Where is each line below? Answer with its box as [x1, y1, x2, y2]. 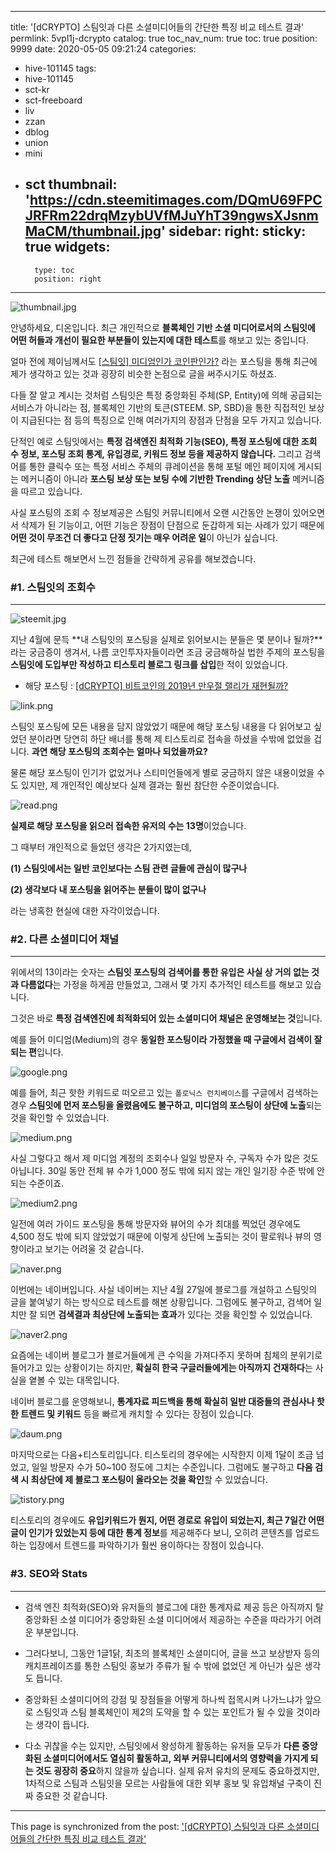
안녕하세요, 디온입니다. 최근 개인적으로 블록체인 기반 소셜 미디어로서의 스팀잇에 [10, 321, 316, 333]
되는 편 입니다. [10, 1046, 64, 1058]
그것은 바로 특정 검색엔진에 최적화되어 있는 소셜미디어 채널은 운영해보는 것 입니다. [10, 1012, 323, 1025]
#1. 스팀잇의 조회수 [10, 580, 96, 594]
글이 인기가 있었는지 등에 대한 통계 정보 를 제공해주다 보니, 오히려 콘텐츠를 [10, 1527, 293, 1539]
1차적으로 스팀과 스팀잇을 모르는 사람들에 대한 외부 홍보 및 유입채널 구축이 [24, 1777, 312, 1789]
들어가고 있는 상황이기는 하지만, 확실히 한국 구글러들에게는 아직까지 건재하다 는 [10, 1362, 313, 1374]
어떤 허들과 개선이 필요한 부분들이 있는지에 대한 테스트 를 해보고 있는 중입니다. [10, 334, 309, 346]
